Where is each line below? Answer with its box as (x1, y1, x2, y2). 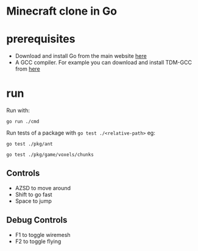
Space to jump (15, 197, 52, 205)
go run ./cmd (6, 119, 40, 125)
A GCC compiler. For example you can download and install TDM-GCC (15, 59, 192, 66)
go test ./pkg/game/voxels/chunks (6, 152, 94, 158)
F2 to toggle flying (15, 238, 62, 245)
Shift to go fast (15, 191, 53, 198)
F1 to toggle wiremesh (15, 231, 71, 238)
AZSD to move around (15, 184, 71, 191)
